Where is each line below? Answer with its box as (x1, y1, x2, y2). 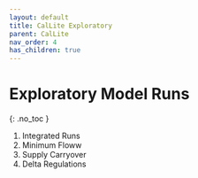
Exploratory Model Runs (9, 84, 190, 104)
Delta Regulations (21, 159, 87, 169)
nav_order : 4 (9, 37, 57, 47)
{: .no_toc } (9, 113, 49, 124)
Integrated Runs (21, 130, 81, 142)
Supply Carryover (21, 150, 87, 160)
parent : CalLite (9, 29, 69, 38)
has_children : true (9, 46, 81, 55)
